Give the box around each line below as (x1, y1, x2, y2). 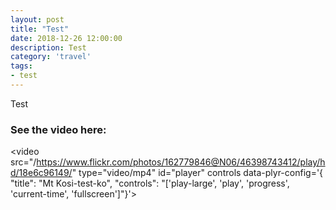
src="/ (10, 156, 37, 168)
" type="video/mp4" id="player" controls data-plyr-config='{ (71, 167, 324, 179)
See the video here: (10, 122, 107, 136)
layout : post (10, 14, 65, 25)
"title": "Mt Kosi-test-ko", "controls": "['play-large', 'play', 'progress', (10, 177, 290, 190)
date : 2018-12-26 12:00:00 (10, 33, 123, 43)
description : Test (10, 42, 87, 53)
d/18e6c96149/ (10, 167, 73, 179)
